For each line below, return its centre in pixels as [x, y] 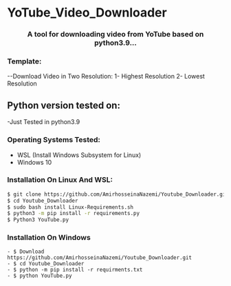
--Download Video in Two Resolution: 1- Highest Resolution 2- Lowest [106, 76]
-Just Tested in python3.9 [44, 122]
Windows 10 [34, 162]
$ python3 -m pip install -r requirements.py [73, 214]
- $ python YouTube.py [40, 276]
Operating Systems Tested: [54, 140]
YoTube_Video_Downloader [87, 13]
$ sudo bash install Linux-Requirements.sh [70, 207]
